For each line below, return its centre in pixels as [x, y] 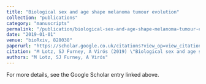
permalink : [20, 29]
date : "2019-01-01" [31, 35]
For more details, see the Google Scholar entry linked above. [83, 74]
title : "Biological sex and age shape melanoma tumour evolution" [93, 12]
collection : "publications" [42, 18]
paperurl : [19, 46]
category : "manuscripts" [38, 23]
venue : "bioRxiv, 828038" [39, 40]
